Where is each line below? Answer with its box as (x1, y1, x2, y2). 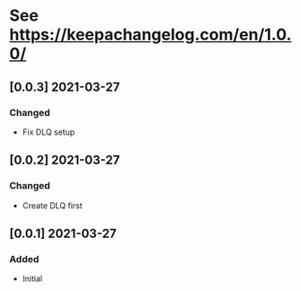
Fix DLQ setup (22, 127, 75, 137)
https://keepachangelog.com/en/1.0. (9, 24, 292, 45)
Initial (22, 273, 43, 284)
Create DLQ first (22, 199, 83, 211)
